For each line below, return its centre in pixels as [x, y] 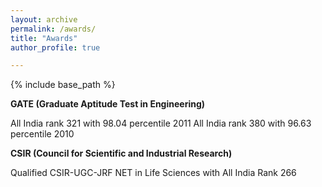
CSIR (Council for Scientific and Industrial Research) [121, 153]
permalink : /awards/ [53, 29]
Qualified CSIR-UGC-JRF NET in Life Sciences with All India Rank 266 [153, 173]
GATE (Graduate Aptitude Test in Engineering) [108, 104]
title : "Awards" [44, 38]
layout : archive [44, 19]
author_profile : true [55, 47]
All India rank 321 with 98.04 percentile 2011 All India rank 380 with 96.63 [161, 123]
